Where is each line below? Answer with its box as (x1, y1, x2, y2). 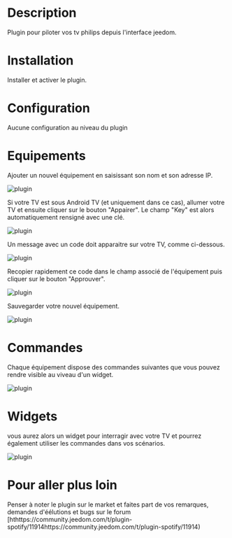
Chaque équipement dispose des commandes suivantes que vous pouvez (7, 362, 220, 371)
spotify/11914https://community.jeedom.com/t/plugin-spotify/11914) (7, 523, 201, 531)
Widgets (7, 408, 58, 424)
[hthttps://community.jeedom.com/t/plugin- (7, 515, 133, 523)
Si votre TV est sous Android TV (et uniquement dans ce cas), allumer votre (7, 198, 225, 206)
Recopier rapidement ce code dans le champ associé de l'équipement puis (7, 267, 222, 276)
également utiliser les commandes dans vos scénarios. (7, 439, 166, 447)
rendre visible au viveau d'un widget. (7, 370, 114, 378)
